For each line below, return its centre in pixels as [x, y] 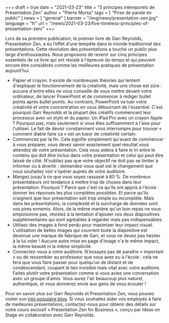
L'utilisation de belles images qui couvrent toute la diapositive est [80, 230]
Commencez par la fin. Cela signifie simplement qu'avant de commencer [88, 139]
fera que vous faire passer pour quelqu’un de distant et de [73, 262]
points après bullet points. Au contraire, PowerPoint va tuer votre [79, 102]
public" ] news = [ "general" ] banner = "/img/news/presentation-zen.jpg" [82, 18]
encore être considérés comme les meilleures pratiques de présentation [80, 65]
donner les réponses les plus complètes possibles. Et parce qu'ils [80, 193]
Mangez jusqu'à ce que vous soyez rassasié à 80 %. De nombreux [81, 177]
